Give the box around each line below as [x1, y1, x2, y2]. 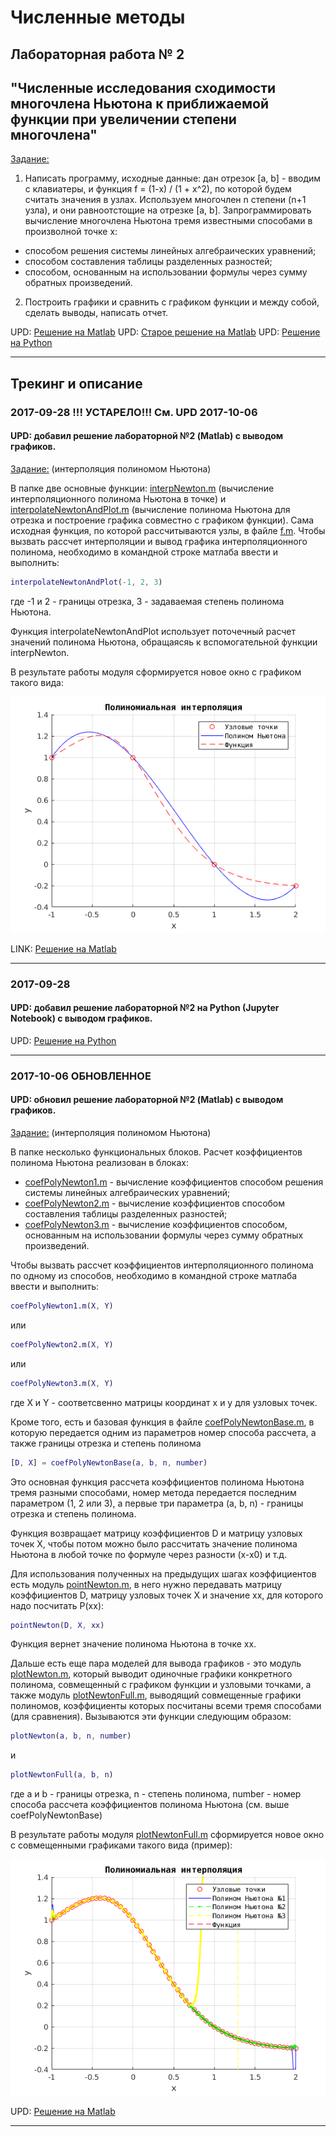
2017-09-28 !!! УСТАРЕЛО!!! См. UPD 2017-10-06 [10, 405, 258, 419]
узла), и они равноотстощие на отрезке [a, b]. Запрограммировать [24, 204, 312, 216]
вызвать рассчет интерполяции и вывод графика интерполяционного [10, 535, 308, 547]
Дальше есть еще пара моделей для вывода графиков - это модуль [10, 1657, 302, 1670]
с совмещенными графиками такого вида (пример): [10, 1839, 233, 1851]
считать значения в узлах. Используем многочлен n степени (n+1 [24, 194, 307, 206]
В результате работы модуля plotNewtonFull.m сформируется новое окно [10, 1829, 325, 1841]
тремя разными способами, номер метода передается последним [10, 1486, 297, 1498]
